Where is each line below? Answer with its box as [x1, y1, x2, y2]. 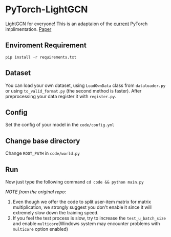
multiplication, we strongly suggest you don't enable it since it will [12, 204, 152, 210]
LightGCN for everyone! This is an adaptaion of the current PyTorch [5, 21, 148, 27]
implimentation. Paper [5, 26, 52, 32]
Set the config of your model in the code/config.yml [5, 122, 115, 128]
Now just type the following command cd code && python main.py [5, 179, 144, 185]
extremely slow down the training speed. [12, 210, 99, 215]
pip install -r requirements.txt [5, 54, 77, 60]
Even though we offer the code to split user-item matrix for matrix [12, 199, 151, 205]
